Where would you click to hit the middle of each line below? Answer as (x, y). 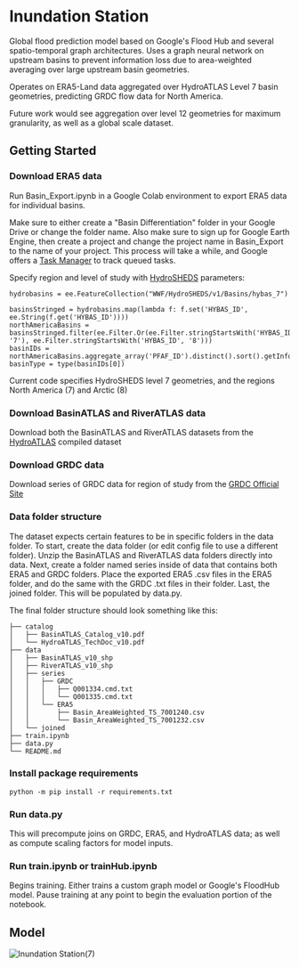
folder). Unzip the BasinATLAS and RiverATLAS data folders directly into (141, 555)
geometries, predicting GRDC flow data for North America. (117, 96)
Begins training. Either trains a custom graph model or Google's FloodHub (145, 886)
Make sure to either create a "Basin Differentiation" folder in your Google (142, 222)
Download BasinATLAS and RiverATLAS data (108, 413)
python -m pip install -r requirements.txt (91, 792)
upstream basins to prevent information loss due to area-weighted (130, 60)
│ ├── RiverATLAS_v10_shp (61, 665)
